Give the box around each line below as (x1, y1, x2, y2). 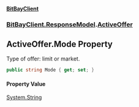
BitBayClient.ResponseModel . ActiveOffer (6, 20, 133, 29)
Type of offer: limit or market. (6, 55, 80, 62)
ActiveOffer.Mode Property (6, 39, 113, 49)
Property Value (6, 80, 46, 87)
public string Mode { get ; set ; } (6, 67, 95, 73)
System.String (6, 94, 42, 101)
